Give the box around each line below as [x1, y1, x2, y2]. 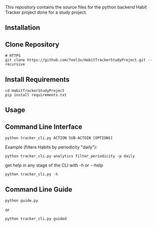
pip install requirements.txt [5, 93, 67, 98]
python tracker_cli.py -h [5, 172, 58, 177]
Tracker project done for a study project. [5, 9, 87, 15]
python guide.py [5, 198, 38, 203]
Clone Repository [5, 40, 60, 49]
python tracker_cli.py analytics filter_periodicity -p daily [5, 154, 135, 159]
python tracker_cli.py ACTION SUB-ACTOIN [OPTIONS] [5, 136, 113, 141]
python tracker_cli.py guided [5, 216, 67, 222]
